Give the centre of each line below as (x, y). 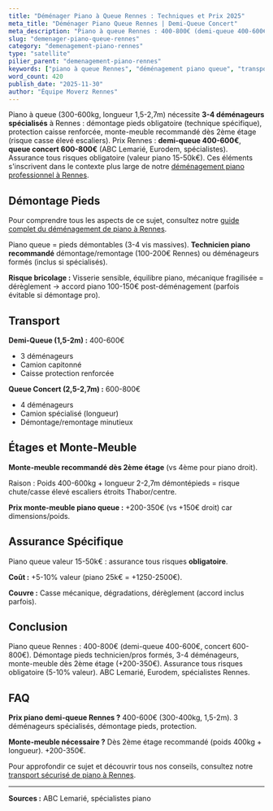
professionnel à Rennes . (49, 175)
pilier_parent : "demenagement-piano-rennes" (85, 62)
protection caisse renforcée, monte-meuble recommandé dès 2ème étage (132, 132)
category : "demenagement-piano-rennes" (76, 46)
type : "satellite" (39, 54)
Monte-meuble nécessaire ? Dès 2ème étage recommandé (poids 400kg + (135, 742)
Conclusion (38, 627)
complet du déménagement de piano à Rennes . (88, 229)
